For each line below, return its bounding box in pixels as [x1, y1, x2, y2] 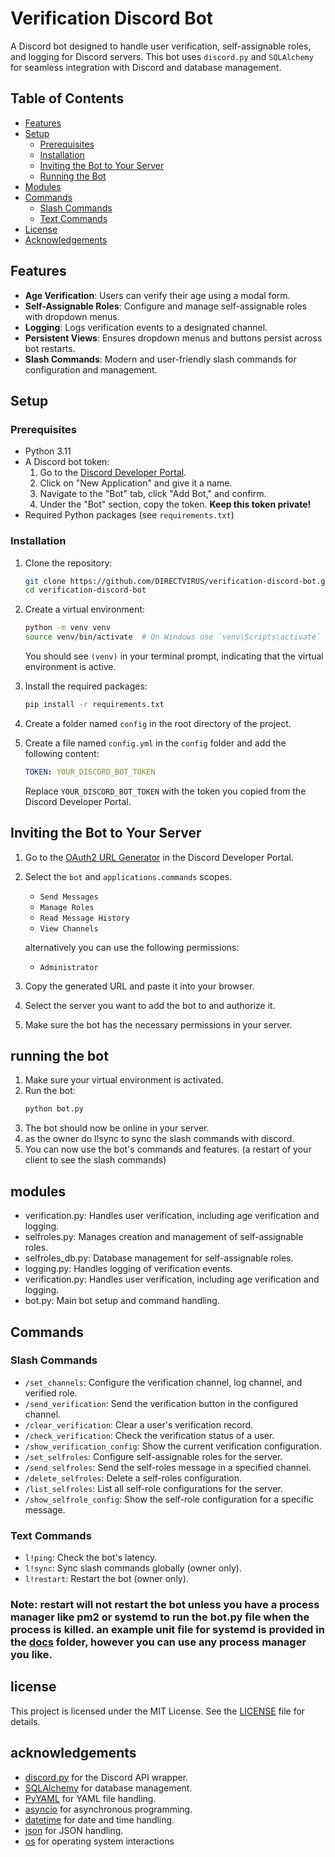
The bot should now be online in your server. [24, 1122, 210, 1134]
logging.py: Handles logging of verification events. [24, 1263, 233, 1275]
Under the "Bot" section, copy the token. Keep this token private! [39, 498, 312, 511]
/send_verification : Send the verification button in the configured [24, 1397, 299, 1409]
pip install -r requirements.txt [24, 700, 165, 710]
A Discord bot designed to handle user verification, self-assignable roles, [10, 40, 312, 52]
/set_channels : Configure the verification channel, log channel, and [24, 1376, 303, 1388]
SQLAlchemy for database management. [24, 1782, 193, 1794]
